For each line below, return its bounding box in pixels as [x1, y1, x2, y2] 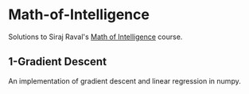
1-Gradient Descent [8, 55, 107, 69]
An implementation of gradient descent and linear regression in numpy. [8, 76, 241, 85]
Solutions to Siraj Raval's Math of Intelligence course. [8, 32, 183, 41]
